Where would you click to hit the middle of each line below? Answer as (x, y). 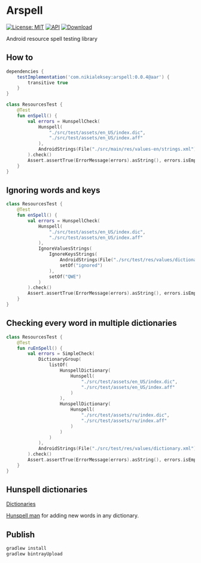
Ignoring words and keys (53, 190)
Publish (21, 534)
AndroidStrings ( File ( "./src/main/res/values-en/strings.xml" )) (118, 149)
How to (20, 58)
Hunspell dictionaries (47, 490)
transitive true (48, 83)
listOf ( (58, 365)
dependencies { (25, 71)
